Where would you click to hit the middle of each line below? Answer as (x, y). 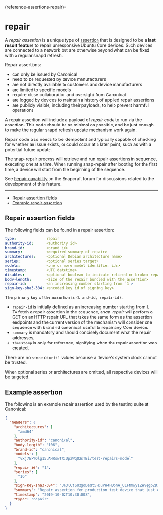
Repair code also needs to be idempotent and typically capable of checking (81, 139)
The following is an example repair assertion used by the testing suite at (77, 404)
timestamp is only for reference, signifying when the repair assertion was (84, 343)
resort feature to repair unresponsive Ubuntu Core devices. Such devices (79, 45)
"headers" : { (23, 422)
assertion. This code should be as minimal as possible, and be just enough (80, 125)
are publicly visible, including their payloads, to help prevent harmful (81, 105)
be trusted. (16, 362)
